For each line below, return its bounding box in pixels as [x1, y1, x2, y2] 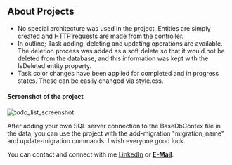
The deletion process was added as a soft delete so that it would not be [17, 46, 225, 55]
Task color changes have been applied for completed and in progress [17, 69, 219, 77]
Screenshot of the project [7, 93, 84, 101]
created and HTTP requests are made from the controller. [17, 32, 184, 40]
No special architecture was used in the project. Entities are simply [17, 24, 211, 32]
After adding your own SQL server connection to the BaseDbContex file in [7, 122, 221, 131]
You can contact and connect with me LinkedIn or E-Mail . [7, 150, 174, 159]
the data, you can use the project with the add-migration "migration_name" [7, 129, 225, 138]
